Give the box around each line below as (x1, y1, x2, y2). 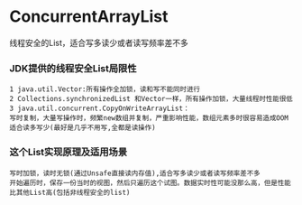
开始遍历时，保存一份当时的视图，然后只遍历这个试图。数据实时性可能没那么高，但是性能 (9, 178, 291, 187)
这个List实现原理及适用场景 (9, 146, 128, 159)
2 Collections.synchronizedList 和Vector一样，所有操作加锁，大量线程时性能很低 (9, 95, 293, 104)
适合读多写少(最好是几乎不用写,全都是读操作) (9, 124, 156, 133)
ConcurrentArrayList (9, 6, 169, 27)
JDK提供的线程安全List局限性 (9, 61, 137, 74)
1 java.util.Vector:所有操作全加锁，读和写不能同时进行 (9, 85, 201, 94)
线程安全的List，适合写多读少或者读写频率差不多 (9, 37, 189, 48)
